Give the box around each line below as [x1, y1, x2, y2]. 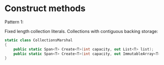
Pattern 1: [4, 19, 24, 25]
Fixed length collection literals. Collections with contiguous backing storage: [4, 28, 159, 34]
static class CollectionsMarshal [4, 37, 73, 43]
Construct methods [4, 3, 86, 14]
